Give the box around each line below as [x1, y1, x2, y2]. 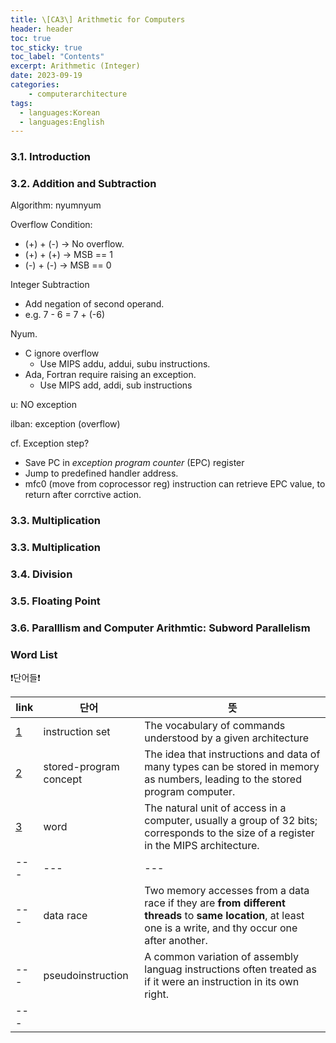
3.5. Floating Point [10, 594, 101, 608]
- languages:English [19, 117, 105, 127]
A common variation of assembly [144, 950, 299, 964]
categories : [10, 80, 60, 90]
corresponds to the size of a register [144, 826, 315, 840]
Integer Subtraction [10, 279, 90, 291]
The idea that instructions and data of [144, 747, 321, 761]
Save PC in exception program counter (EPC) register [24, 457, 245, 469]
